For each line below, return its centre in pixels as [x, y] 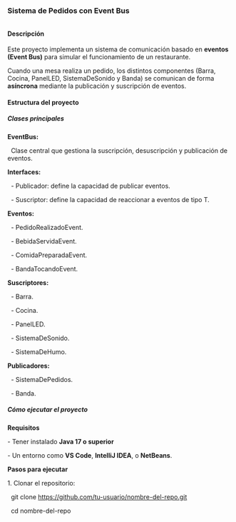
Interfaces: [24, 172]
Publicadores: [29, 366]
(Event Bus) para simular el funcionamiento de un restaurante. [99, 57]
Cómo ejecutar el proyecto [47, 410]
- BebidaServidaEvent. [43, 241]
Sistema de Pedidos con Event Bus [68, 11]
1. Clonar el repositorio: [41, 483]
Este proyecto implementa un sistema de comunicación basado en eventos [118, 49]
